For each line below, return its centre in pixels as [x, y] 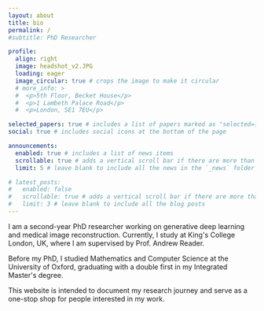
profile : [22, 52]
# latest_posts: [35, 182]
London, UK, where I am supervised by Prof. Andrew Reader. [106, 243]
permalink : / [29, 30]
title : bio [26, 23]
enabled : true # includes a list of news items [95, 153]
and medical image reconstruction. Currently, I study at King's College [122, 235]
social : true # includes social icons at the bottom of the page [117, 132]
